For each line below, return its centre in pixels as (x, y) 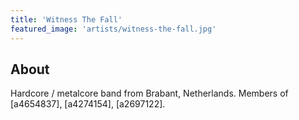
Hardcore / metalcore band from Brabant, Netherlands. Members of (149, 93)
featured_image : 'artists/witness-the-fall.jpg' (113, 29)
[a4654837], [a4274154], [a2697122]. (88, 104)
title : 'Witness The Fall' (66, 19)
